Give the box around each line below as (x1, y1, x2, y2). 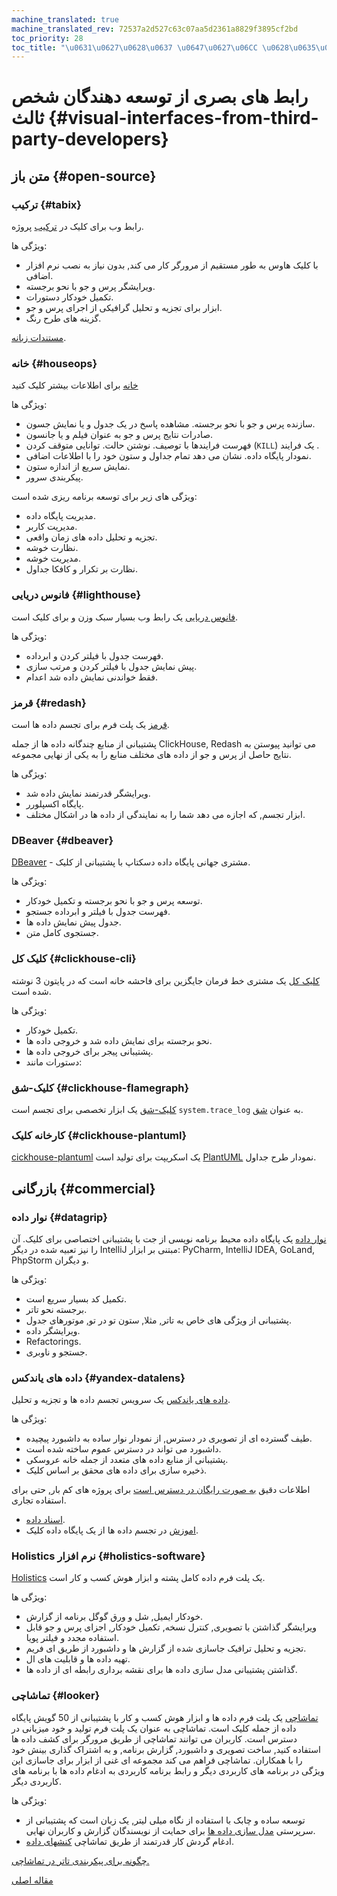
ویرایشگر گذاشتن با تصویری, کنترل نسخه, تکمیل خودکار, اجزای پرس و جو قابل (25, 1621, 318, 1633)
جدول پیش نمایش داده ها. (25, 916, 122, 928)
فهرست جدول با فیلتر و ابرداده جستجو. (25, 906, 171, 918)
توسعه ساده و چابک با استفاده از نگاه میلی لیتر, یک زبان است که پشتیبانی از (25, 1814, 306, 1826)
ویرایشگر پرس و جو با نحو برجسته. (25, 281, 156, 293)
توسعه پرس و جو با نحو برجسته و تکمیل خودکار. (25, 895, 203, 907)
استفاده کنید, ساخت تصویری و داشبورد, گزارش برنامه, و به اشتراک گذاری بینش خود (11, 1743, 321, 1755)
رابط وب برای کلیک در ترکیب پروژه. (11, 221, 144, 233)
